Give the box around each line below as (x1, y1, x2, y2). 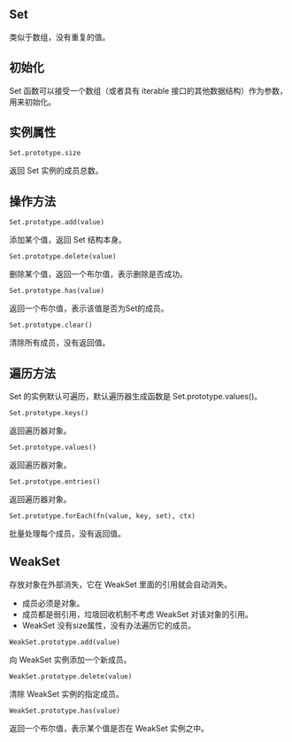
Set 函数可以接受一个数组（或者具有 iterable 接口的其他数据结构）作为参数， (9, 85, 288, 96)
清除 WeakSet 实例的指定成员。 (9, 688, 124, 699)
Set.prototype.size (9, 149, 81, 158)
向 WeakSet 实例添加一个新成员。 (9, 654, 132, 665)
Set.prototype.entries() (9, 477, 101, 486)
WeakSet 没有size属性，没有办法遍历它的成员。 (21, 620, 196, 630)
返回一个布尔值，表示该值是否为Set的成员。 (9, 303, 169, 313)
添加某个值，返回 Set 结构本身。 (9, 235, 127, 245)
